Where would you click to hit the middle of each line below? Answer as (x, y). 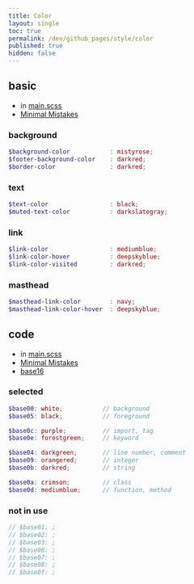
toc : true (25, 31)
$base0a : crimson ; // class (70, 482)
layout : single (34, 23)
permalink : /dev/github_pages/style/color (81, 38)
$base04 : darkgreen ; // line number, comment (97, 453)
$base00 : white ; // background (79, 409)
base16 (32, 371)
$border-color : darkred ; (78, 166)
